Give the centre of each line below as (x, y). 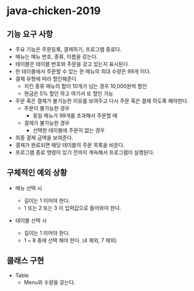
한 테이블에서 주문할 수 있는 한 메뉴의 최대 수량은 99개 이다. (83, 71)
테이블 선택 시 (31, 220)
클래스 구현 (25, 261)
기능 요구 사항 (30, 34)
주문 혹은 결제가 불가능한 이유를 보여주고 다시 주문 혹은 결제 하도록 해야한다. (102, 101)
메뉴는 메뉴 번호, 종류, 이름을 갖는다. (57, 57)
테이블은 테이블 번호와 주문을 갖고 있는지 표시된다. (72, 64)
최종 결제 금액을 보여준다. (44, 138)
